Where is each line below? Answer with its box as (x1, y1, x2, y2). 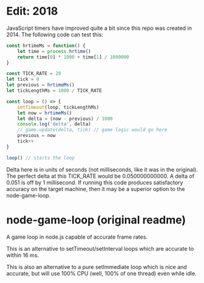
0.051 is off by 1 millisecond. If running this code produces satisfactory (6, 178, 183, 186)
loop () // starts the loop (6, 155, 75, 161)
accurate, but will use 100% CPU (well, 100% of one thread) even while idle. (6, 270, 197, 277)
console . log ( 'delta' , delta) (17, 121, 91, 127)
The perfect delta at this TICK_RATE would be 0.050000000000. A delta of (6, 172, 195, 180)
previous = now (17, 133, 56, 139)
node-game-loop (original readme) (6, 213, 186, 226)
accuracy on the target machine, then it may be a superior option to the (6, 185, 185, 192)
